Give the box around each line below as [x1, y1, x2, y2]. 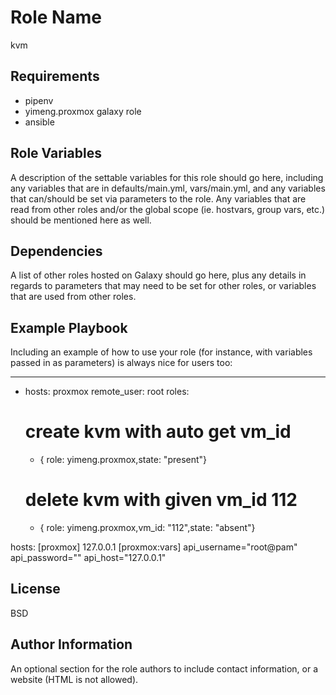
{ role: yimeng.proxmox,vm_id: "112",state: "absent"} [39, 522, 256, 534]
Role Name [10, 6, 102, 29]
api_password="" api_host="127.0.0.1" [10, 552, 167, 564]
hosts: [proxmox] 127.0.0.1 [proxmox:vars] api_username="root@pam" [10, 541, 298, 553]
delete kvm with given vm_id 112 [24, 489, 298, 511]
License [10, 581, 61, 598]
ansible [24, 116, 55, 128]
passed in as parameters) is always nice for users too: [10, 357, 233, 369]
